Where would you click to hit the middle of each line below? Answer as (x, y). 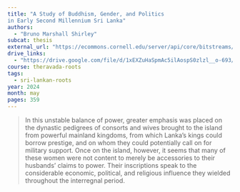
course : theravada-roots (44, 67)
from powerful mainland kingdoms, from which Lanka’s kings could (124, 135)
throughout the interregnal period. (75, 181)
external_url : (29, 47)
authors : (20, 27)
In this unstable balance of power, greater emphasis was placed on (124, 120)
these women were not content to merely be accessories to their (120, 158)
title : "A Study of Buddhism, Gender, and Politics (86, 14)
